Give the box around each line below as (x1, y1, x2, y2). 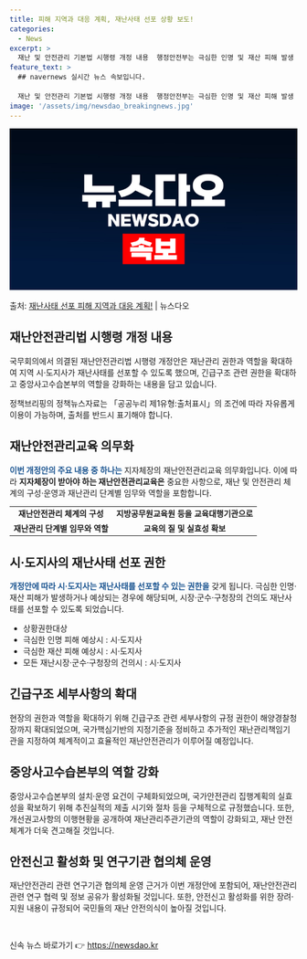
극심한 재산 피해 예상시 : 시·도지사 (22, 645, 143, 657)
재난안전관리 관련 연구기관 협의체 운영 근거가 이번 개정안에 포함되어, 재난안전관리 (9, 880, 298, 890)
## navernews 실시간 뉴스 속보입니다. (17, 73, 146, 82)
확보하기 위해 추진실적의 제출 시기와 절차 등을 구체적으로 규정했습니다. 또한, (26, 802, 295, 813)
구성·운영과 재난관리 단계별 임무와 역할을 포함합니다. (26, 487, 212, 498)
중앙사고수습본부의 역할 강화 (9, 764, 160, 780)
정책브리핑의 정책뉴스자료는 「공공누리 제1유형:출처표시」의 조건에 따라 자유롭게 (9, 397, 295, 408)
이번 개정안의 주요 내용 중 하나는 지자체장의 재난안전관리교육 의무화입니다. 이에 (9, 464, 289, 475)
